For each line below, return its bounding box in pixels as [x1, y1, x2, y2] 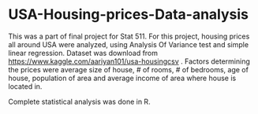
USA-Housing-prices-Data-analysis [8, 6, 249, 24]
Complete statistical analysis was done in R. [8, 97, 151, 106]
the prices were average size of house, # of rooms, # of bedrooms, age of [8, 64, 249, 74]
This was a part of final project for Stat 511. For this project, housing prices [8, 31, 250, 41]
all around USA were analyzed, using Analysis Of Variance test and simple [8, 39, 249, 49]
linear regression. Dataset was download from [8, 48, 159, 57]
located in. [8, 81, 43, 91]
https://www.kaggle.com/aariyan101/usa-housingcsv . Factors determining [8, 57, 251, 66]
